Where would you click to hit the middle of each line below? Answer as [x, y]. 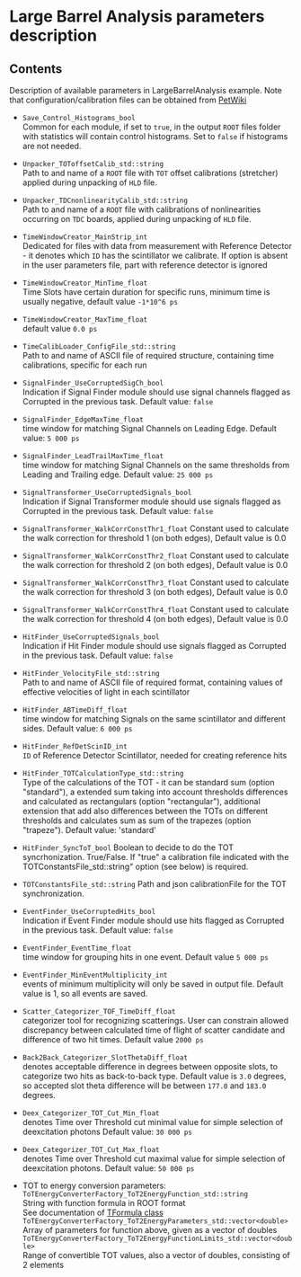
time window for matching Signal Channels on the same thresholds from [156, 465]
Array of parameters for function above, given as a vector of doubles [150, 1230]
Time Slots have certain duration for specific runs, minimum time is [146, 292]
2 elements [43, 1265]
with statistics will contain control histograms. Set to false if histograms [155, 136]
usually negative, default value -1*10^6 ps [100, 302]
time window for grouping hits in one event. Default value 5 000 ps [146, 957]
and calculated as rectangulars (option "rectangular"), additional [141, 801]
